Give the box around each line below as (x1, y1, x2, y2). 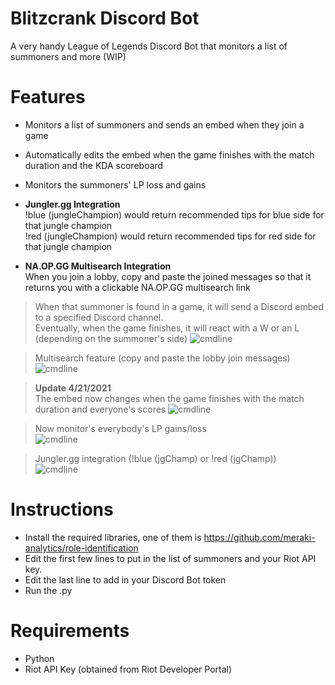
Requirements (10, 620, 130, 642)
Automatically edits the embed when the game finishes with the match (24, 148, 315, 161)
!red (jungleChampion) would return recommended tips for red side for (24, 230, 317, 242)
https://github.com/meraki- (203, 531, 316, 543)
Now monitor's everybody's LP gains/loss (34, 422, 207, 434)
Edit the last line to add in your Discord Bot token (24, 573, 227, 586)
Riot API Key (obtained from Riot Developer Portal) (24, 663, 233, 675)
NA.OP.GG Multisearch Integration (24, 260, 172, 272)
